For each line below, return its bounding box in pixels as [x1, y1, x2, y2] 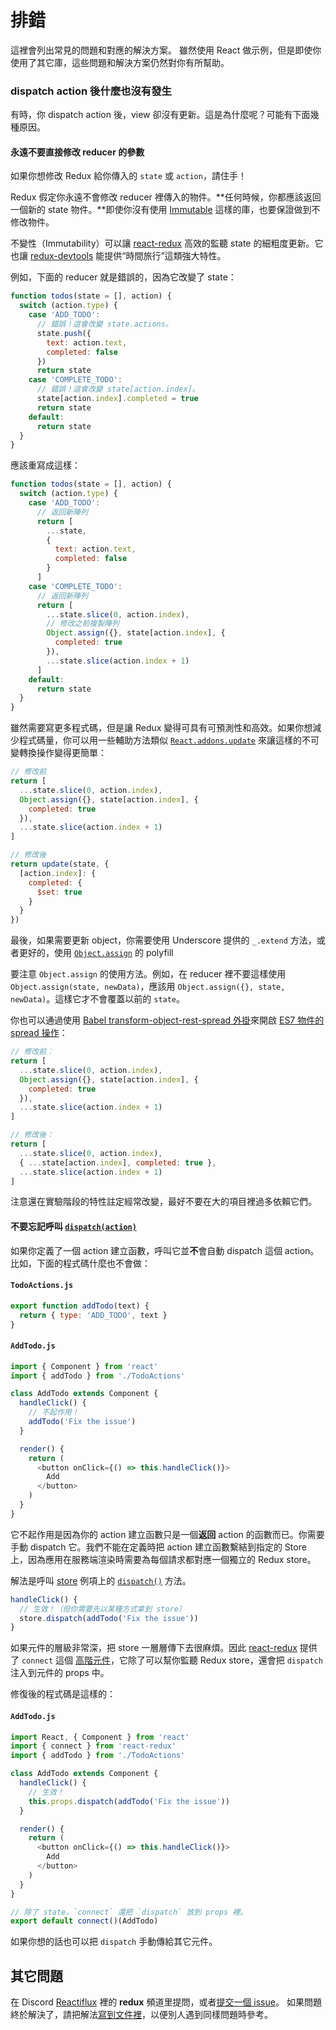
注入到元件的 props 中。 [10, 1667, 110, 1679]
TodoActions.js [10, 1281, 74, 1291]
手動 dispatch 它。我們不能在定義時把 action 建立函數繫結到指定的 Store [10, 1541, 307, 1553]
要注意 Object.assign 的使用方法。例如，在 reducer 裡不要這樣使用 [10, 968, 287, 980]
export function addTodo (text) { [10, 1301, 150, 1311]
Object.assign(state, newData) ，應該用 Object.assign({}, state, [10, 981, 286, 993]
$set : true [36, 887, 83, 897]
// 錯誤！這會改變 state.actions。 [36, 319, 173, 330]
